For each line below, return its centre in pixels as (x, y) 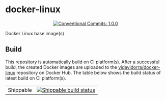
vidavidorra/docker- (139, 67)
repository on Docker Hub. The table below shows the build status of (89, 72)
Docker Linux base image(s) (35, 33)
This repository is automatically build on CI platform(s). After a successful (82, 62)
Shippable (20, 90)
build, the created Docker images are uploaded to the (61, 67)
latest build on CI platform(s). (36, 78)
